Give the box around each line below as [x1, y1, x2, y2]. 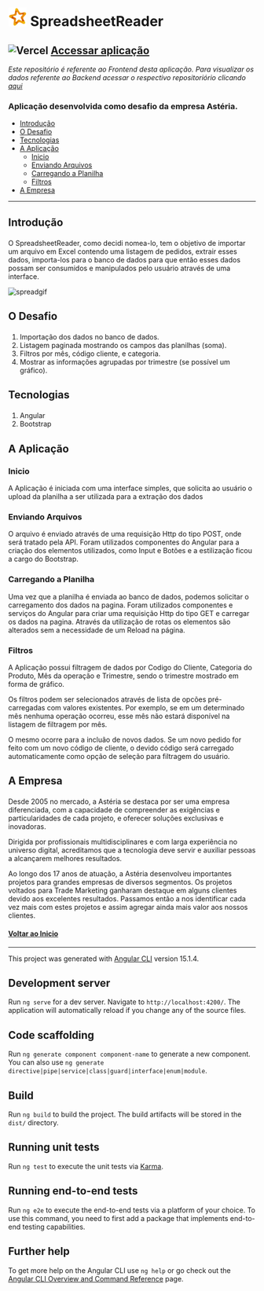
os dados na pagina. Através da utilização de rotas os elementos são [8, 617, 231, 626]
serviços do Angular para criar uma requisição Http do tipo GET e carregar [8, 608, 250, 618]
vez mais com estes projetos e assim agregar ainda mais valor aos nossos [8, 903, 248, 912]
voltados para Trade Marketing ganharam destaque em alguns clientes [8, 886, 237, 895]
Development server [8, 977, 111, 990]
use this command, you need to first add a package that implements [8, 1213, 229, 1223]
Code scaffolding [8, 1029, 94, 1042]
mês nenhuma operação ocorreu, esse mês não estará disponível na [8, 711, 230, 721]
